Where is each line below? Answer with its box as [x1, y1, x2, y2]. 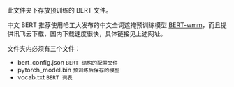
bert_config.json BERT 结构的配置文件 [17, 58, 119, 66]
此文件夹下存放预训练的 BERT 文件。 [7, 6, 112, 14]
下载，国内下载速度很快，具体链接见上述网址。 [31, 30, 166, 38]
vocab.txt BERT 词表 [17, 73, 73, 81]
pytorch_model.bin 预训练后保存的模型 [17, 65, 120, 74]
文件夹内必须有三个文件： [7, 45, 81, 52]
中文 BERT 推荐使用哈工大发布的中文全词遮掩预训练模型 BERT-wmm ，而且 [7, 21, 221, 29]
